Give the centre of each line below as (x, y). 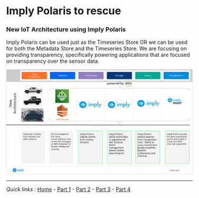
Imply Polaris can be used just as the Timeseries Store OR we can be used (97, 42)
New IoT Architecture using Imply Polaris (66, 30)
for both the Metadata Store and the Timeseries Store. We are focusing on (97, 49)
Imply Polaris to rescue (64, 11)
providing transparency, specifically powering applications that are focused (98, 55)
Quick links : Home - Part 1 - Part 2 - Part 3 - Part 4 (68, 189)
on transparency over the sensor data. (53, 61)
